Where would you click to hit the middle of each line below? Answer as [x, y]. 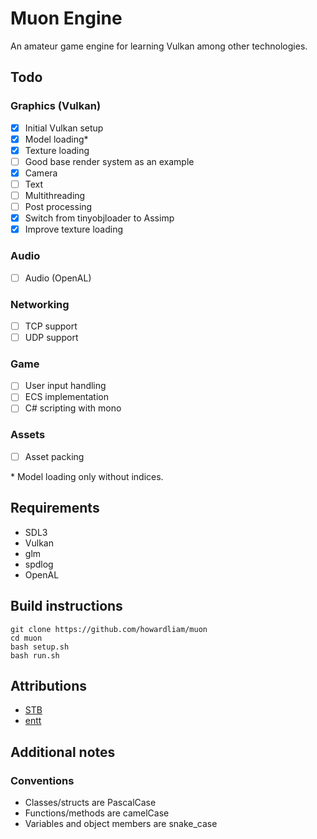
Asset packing [54, 456]
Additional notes [63, 752]
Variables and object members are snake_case [121, 823]
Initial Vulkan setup [64, 128]
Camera [41, 173]
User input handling [65, 386]
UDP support [51, 337]
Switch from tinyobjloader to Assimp [99, 218]
